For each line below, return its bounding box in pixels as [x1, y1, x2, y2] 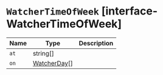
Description [78, 39, 114, 47]
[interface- [101, 4, 158, 18]
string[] [32, 49, 55, 57]
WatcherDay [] [32, 59, 73, 67]
